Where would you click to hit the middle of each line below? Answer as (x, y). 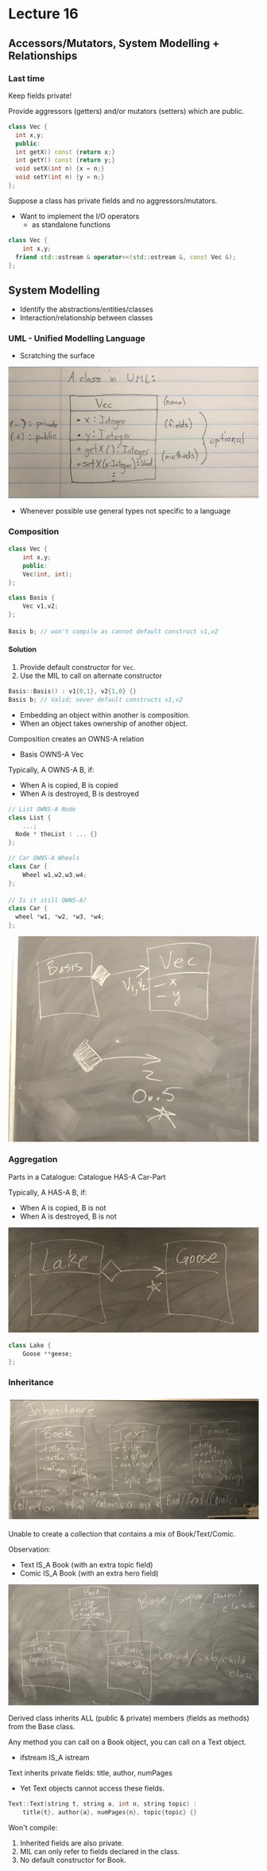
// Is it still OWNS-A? (48, 900)
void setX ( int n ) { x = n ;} (60, 169)
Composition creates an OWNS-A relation (76, 738)
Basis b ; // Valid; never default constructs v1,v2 (95, 699)
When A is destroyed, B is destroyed (79, 793)
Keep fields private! (40, 96)
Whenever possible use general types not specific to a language (125, 511)
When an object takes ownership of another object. (104, 723)
